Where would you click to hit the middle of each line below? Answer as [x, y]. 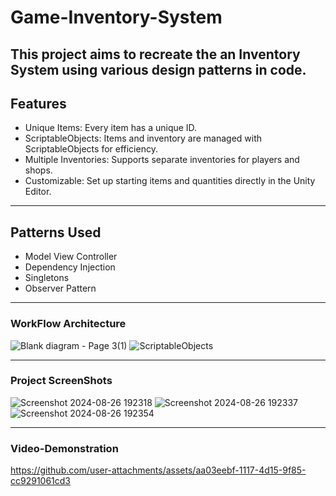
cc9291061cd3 [41, 481]
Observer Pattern [60, 288]
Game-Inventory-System [116, 17]
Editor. [38, 192]
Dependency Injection [70, 267]
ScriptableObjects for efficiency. [91, 149]
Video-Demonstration [64, 448]
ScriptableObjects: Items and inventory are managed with [143, 138]
